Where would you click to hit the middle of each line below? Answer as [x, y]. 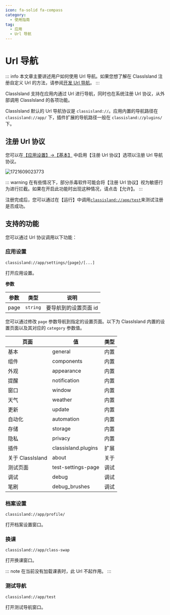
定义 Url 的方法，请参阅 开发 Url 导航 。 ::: [57, 82]
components [67, 361]
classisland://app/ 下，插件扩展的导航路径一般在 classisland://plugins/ [84, 117]
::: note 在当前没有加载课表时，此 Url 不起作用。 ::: [58, 571]
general [61, 351]
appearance [67, 371]
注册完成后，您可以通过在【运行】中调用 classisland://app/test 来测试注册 [84, 200]
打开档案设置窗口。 [26, 524]
